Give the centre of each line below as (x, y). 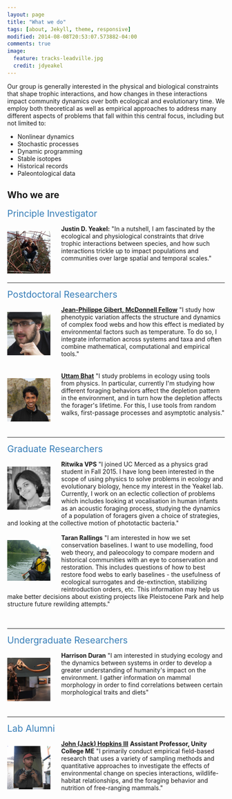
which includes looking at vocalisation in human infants (139, 501)
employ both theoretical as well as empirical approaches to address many (112, 108)
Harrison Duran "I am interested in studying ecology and (142, 655)
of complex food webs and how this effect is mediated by (143, 324)
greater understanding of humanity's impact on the (134, 670)
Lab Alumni (31, 728)
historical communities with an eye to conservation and (140, 559)
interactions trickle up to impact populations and (130, 251)
